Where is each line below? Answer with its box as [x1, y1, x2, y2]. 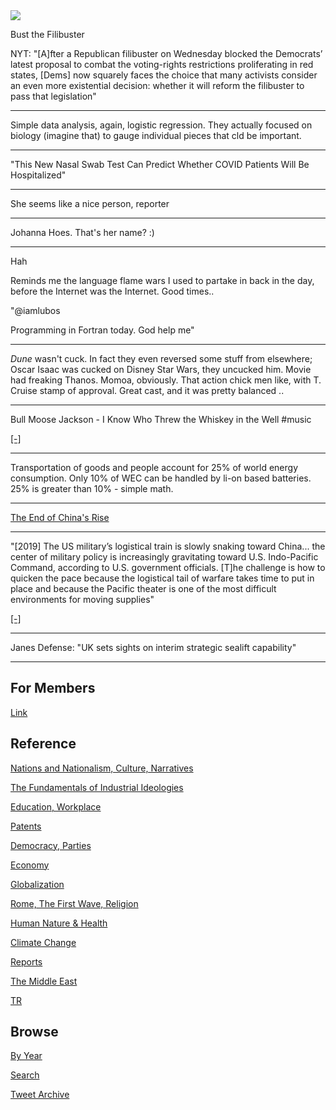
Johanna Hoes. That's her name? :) [10, 227, 155, 238]
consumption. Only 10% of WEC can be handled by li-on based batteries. [10, 472, 312, 484]
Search [10, 1069, 40, 1081]
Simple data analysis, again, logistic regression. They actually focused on [10, 119, 313, 131]
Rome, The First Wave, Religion [10, 897, 139, 909]
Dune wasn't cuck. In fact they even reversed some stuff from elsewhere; [10, 353, 313, 364]
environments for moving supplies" [10, 594, 155, 605]
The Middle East [10, 975, 78, 987]
